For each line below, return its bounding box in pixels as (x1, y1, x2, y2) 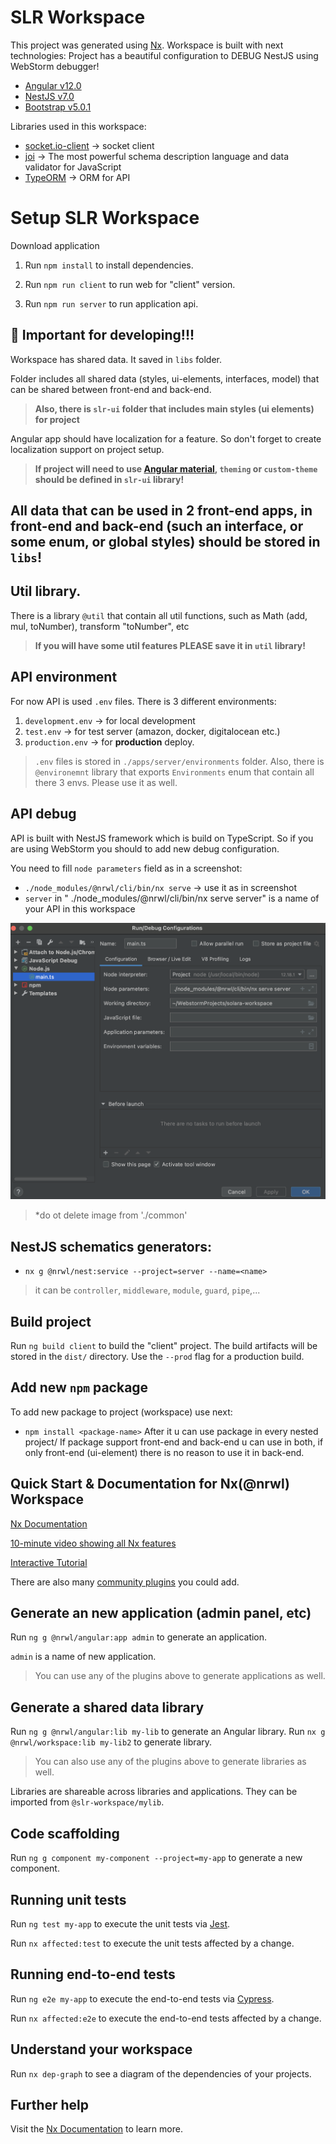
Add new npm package (10, 1379, 149, 1396)
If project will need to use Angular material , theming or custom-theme (34, 462, 318, 475)
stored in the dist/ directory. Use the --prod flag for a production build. (10, 1351, 305, 1363)
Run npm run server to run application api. (24, 297, 199, 310)
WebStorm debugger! (10, 60, 100, 72)
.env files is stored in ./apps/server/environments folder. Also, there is (34, 755, 325, 767)
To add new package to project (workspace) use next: (10, 1406, 233, 1418)
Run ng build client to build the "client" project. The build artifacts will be (10, 1340, 318, 1352)
